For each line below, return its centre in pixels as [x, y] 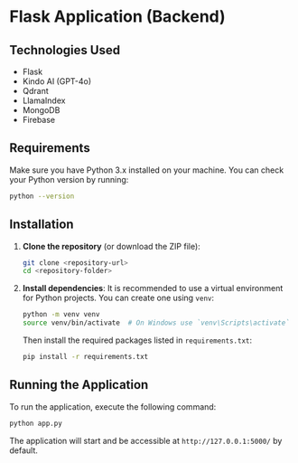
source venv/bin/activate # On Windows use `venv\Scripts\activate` [156, 323]
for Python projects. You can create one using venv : [118, 298]
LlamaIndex [44, 100]
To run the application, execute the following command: [113, 406]
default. [24, 450]
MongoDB [41, 110]
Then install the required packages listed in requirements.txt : [137, 340]
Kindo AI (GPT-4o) [57, 81]
